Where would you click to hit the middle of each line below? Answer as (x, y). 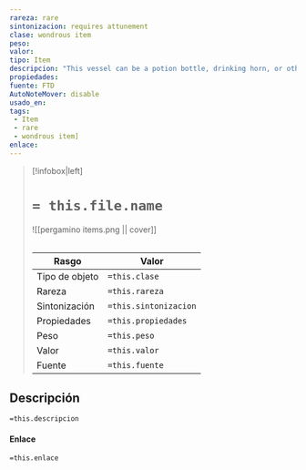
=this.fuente (136, 366)
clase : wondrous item (51, 35)
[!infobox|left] (57, 170)
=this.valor (133, 351)
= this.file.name (97, 205)
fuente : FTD (32, 86)
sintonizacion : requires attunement (79, 26)
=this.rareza (136, 291)
